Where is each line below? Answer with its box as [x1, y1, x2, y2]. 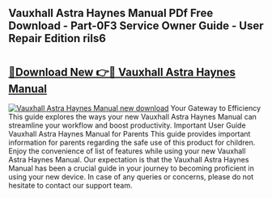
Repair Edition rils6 [8, 32, 107, 45]
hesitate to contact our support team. [8, 181, 133, 190]
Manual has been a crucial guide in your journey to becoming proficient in [8, 163, 255, 173]
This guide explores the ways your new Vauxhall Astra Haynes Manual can [8, 112, 257, 121]
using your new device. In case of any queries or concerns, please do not [8, 172, 254, 181]
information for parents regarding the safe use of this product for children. [8, 137, 256, 147]
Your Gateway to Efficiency [170, 103, 261, 112]
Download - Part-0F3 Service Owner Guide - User [8, 19, 264, 33]
